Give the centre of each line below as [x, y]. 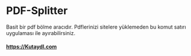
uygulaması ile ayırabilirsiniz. [41, 33]
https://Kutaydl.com [31, 46]
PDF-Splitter [37, 11]
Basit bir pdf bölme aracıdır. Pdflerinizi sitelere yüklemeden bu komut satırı [96, 27]
